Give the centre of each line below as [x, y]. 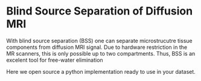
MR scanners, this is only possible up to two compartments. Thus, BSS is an [101, 53]
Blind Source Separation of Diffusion [100, 11]
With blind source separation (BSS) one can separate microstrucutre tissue [99, 40]
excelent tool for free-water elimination [55, 60]
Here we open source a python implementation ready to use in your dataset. [101, 71]
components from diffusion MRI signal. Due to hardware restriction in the [97, 47]
